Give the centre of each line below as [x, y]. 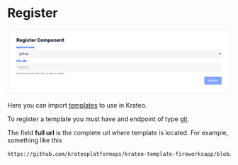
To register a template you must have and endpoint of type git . [98, 119]
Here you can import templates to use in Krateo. [77, 105]
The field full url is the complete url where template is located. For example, [118, 132]
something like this [35, 140]
